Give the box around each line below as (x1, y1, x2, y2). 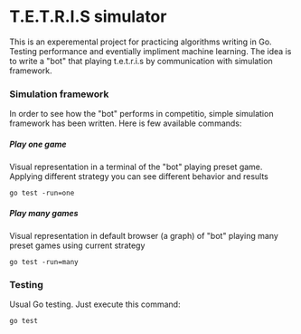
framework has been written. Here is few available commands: (9, 118, 242, 129)
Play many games (9, 207, 79, 218)
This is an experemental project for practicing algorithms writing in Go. (9, 36, 273, 47)
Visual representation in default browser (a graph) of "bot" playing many (9, 231, 278, 242)
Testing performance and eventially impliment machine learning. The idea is (9, 45, 292, 56)
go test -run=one (9, 188, 75, 198)
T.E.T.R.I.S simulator (9, 6, 167, 27)
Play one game (9, 138, 67, 149)
